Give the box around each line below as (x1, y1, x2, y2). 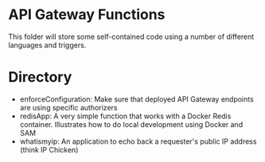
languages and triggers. (8, 40, 87, 49)
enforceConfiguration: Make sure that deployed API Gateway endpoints (19, 94, 255, 104)
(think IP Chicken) (19, 145, 79, 154)
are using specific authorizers (19, 102, 118, 112)
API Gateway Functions (8, 6, 166, 24)
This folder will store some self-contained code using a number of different (8, 32, 255, 41)
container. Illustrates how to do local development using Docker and (19, 119, 244, 129)
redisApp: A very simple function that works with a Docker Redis (19, 111, 232, 121)
